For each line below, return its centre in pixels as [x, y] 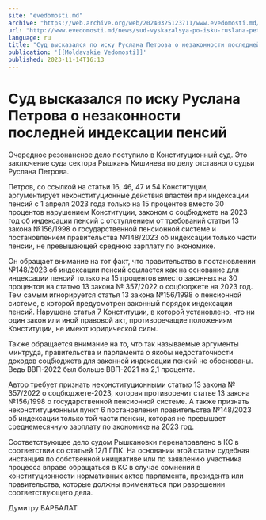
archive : [23, 23]
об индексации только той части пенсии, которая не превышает [117, 418]
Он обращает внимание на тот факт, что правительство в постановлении [132, 261]
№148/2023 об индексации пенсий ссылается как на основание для [124, 270]
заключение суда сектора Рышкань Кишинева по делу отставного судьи [131, 162]
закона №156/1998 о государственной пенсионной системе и [112, 229]
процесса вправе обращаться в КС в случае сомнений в [104, 467]
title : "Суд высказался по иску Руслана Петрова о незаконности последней [134, 45]
